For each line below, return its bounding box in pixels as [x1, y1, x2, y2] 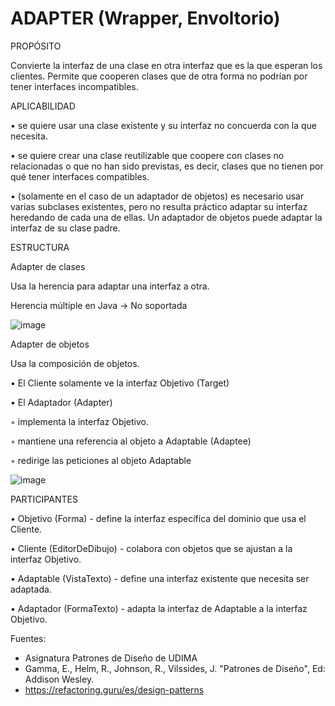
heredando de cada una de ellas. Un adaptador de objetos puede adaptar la [10, 211, 323, 223]
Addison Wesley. [24, 673, 95, 685]
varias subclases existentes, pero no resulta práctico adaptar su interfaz [10, 200, 308, 212]
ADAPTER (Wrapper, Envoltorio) [10, 7, 281, 30]
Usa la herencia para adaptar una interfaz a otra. [10, 280, 210, 292]
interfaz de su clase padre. [10, 222, 121, 234]
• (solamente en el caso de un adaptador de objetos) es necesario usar [10, 190, 305, 202]
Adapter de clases [10, 260, 86, 272]
